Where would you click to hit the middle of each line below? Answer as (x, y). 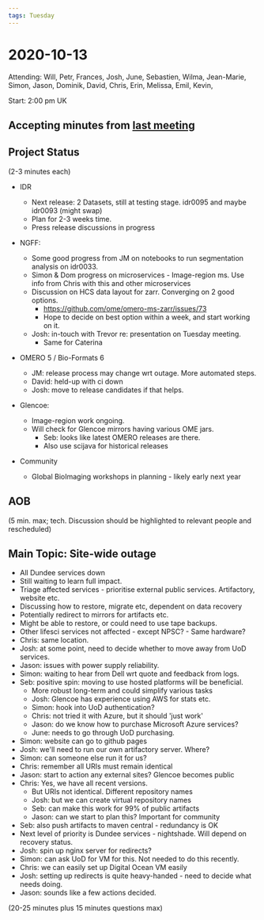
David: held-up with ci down (77, 381)
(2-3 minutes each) (40, 171)
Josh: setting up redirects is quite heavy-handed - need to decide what (135, 876)
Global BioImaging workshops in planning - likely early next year (136, 476)
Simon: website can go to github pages (83, 741)
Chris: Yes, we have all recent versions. (83, 783)
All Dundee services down (62, 573)
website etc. (40, 598)
